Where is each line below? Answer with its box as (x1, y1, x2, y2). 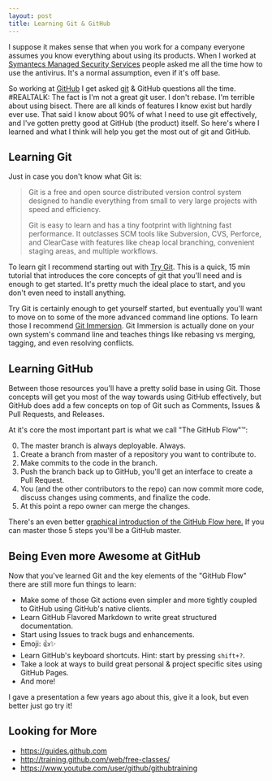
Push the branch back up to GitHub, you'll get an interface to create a (19, 466, 253, 476)
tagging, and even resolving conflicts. (8, 338, 135, 348)
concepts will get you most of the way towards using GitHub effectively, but (8, 392, 262, 402)
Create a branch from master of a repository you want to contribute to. (19, 449, 257, 459)
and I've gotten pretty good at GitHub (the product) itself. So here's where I (8, 118, 260, 128)
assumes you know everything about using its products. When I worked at (8, 50, 257, 60)
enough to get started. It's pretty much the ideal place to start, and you (8, 280, 246, 289)
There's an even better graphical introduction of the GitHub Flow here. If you (8, 517, 265, 527)
